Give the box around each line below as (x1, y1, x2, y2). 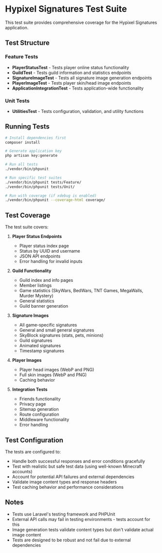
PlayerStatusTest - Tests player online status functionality (12, 64, 129, 70)
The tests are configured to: (5, 449, 61, 455)
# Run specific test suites (5, 175, 62, 180)
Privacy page (19, 401, 46, 407)
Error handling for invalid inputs (19, 258, 83, 264)
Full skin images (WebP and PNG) (19, 372, 87, 378)
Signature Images (12, 313, 49, 318)
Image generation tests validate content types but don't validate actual (12, 527, 154, 533)
